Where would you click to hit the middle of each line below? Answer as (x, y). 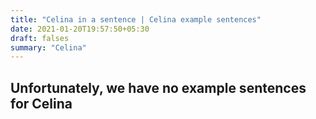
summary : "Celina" (48, 47)
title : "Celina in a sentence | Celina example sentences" (136, 19)
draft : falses (40, 38)
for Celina (41, 103)
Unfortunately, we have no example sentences (158, 87)
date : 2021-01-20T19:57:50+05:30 (80, 29)
